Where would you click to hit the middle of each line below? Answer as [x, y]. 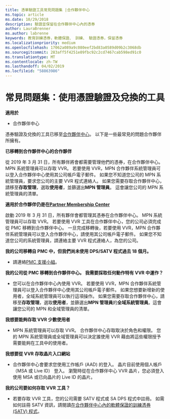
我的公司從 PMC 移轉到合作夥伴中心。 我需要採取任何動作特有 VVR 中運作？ [84, 273]
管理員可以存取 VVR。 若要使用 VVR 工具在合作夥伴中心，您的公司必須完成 [83, 221]
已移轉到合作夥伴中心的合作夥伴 [38, 151]
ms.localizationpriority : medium [40, 43]
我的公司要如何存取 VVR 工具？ [38, 388]
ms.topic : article [25, 15]
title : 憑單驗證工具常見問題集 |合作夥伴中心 [48, 10]
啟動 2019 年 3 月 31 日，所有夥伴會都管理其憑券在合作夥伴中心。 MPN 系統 [84, 215]
